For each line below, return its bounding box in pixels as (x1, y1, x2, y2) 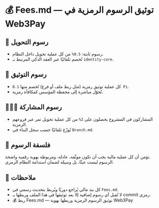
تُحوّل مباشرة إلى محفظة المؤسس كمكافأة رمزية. (12, 89, 103, 95)
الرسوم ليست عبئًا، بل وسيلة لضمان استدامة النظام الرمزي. (5, 159, 114, 165)
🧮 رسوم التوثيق (5, 70, 47, 79)
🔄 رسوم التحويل (5, 38, 49, 46)
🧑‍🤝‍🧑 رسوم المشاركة (5, 103, 62, 111)
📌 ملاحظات (5, 173, 36, 182)
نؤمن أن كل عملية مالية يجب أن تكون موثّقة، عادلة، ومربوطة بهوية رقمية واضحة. (5, 154, 151, 160)
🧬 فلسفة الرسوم (5, 141, 51, 149)
